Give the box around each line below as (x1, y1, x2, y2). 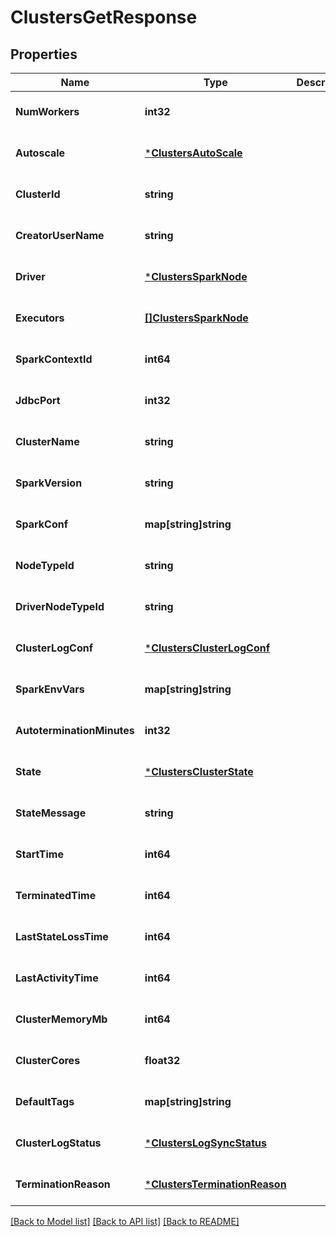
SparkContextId (15, 352, 93, 366)
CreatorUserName (15, 229, 105, 242)
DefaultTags (15, 1095, 75, 1108)
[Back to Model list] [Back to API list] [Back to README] (10, 1216, 240, 1227)
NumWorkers (15, 105, 80, 118)
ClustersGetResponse (10, 6, 198, 29)
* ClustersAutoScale (144, 146, 243, 160)
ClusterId (15, 187, 61, 201)
